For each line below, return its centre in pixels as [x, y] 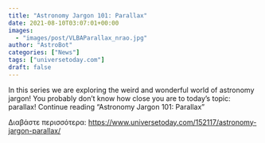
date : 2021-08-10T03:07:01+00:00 [64, 23]
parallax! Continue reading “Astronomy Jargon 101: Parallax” [107, 106]
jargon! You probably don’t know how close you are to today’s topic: [119, 98]
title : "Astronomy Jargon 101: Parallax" [78, 15]
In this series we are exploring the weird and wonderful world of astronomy [131, 90]
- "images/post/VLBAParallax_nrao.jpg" [82, 38]
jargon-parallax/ [35, 130]
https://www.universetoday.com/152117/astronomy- [172, 122]
